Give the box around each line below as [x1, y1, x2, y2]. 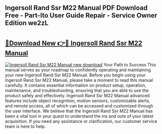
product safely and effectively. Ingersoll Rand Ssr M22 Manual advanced [5, 93, 150, 98]
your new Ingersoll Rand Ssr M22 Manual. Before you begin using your [5, 72, 146, 78]
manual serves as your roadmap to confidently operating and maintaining [5, 67, 151, 73]
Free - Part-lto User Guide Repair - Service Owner [5, 12, 158, 20]
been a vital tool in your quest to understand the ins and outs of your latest [5, 113, 154, 119]
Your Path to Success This [103, 62, 156, 67]
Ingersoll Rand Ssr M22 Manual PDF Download [5, 4, 148, 12]
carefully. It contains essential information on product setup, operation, [5, 82, 147, 88]
